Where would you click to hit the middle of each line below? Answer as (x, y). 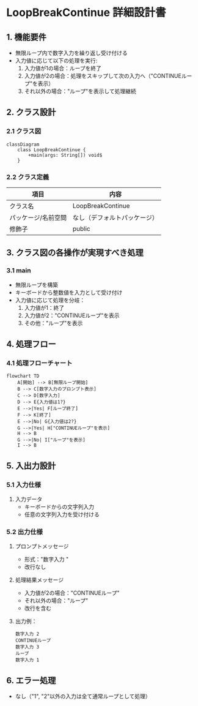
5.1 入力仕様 (24, 484)
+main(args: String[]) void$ (65, 155)
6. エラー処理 (31, 680)
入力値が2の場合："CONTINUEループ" (72, 593)
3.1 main (19, 271)
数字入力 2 (27, 634)
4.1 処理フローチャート (39, 363)
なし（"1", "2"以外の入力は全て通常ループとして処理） (83, 696)
